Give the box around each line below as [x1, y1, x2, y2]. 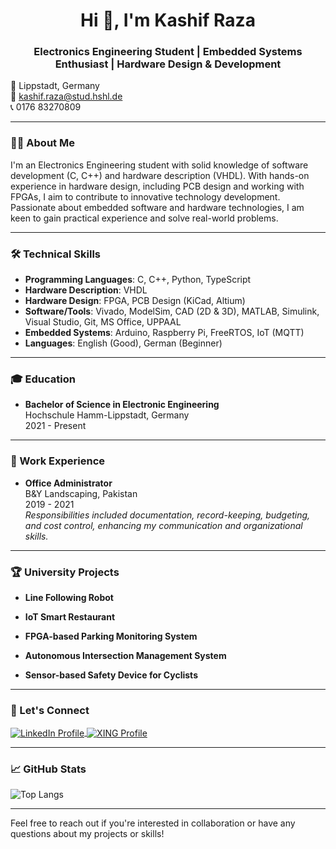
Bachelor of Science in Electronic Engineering [24, 399, 220, 411]
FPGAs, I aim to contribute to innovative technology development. [10, 190, 281, 203]
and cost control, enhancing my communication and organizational [24, 519, 303, 531]
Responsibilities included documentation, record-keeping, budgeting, [24, 509, 311, 521]
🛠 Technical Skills [10, 247, 102, 261]
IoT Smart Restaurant [24, 610, 116, 623]
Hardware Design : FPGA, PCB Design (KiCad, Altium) [24, 295, 246, 307]
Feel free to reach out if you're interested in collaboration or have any [10, 817, 296, 829]
